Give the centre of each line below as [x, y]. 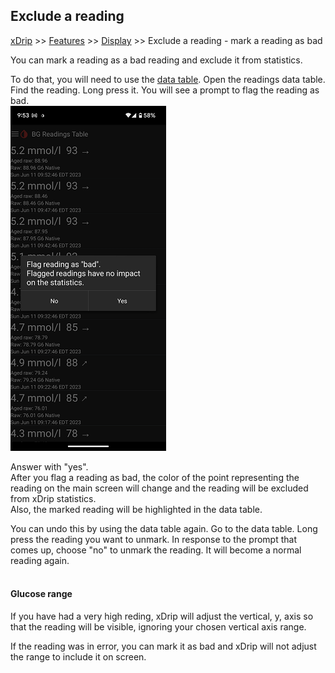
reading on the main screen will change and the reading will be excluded [159, 488]
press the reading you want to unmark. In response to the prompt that [153, 539]
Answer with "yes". [49, 466]
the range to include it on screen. [78, 657]
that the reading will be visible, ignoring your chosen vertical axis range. [158, 627]
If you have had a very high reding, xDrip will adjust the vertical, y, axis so [162, 616]
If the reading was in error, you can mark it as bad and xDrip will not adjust [163, 646]
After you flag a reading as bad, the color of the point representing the [155, 477]
